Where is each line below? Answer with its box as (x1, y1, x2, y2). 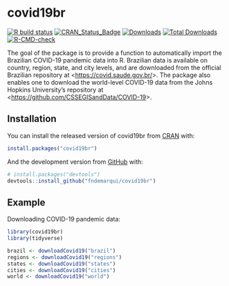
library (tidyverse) (7, 235, 64, 242)
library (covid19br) (7, 228, 64, 235)
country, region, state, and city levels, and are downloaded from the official (7, 63, 221, 71)
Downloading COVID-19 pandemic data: (7, 215, 121, 224)
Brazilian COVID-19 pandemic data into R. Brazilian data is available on (7, 56, 208, 64)
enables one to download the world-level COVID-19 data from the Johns (7, 78, 213, 86)
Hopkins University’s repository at (7, 85, 104, 94)
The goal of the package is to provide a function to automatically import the (7, 49, 223, 57)
